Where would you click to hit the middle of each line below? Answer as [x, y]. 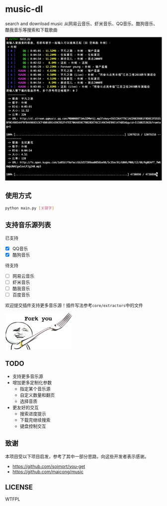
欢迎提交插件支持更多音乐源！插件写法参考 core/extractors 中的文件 [74, 305]
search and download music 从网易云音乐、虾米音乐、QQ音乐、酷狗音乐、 [82, 23]
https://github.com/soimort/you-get [49, 466]
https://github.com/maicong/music [48, 472]
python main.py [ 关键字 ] [30, 208]
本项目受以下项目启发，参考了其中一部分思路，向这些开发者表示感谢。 [77, 456]
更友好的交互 [25, 407]
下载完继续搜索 [35, 420]
